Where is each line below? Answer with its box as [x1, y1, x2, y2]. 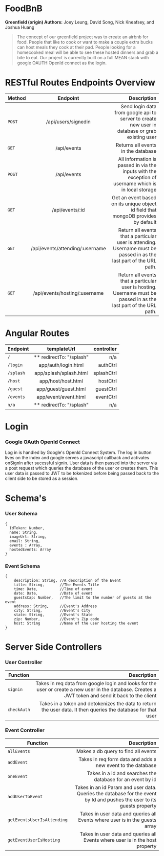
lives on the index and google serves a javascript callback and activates [5, 455, 150, 461]
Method [7, 95, 26, 101]
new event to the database [96, 762, 157, 769]
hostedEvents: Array [9, 547, 51, 552]
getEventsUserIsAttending [7, 817, 68, 823]
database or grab [117, 127, 157, 134]
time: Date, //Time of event [14, 587, 93, 592]
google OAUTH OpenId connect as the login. [17, 60, 107, 66]
